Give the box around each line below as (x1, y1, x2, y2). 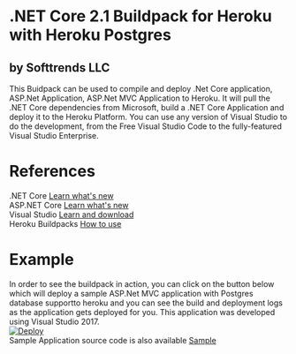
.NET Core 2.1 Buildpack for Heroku (9, 6, 272, 26)
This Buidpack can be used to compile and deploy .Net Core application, (9, 84, 273, 94)
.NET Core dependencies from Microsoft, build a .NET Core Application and (9, 102, 285, 112)
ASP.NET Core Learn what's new (9, 200, 129, 210)
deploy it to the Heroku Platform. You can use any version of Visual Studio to (9, 112, 288, 122)
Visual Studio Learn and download (9, 209, 134, 220)
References (9, 162, 95, 182)
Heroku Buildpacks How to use (9, 218, 122, 229)
